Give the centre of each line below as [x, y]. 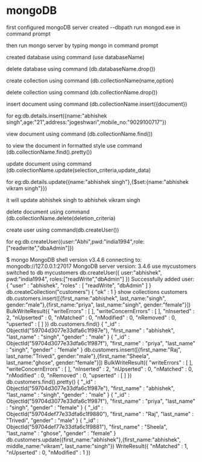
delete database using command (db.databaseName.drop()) [81, 69]
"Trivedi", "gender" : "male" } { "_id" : [52, 420]
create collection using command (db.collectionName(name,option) [90, 80]
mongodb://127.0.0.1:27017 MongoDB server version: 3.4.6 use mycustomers [101, 266]
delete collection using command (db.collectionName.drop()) [82, 92]
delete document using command [48, 212]
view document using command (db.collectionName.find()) [80, 134]
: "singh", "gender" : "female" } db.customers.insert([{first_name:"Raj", [94, 350]
